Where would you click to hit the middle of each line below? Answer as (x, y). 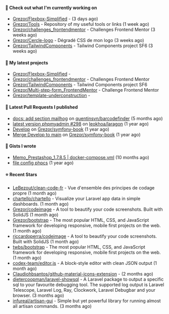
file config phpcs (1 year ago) (43, 163)
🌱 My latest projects (27, 63)
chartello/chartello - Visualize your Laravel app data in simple (76, 199)
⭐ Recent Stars (21, 175)
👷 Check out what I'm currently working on (51, 8)
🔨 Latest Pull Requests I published (42, 107)
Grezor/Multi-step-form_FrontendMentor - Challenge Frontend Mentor (86, 90)
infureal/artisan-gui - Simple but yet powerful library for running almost (87, 301)
